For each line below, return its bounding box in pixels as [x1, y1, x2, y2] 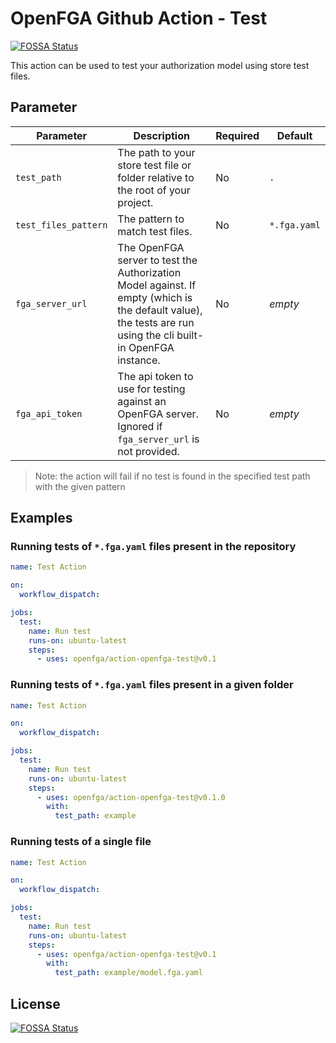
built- [176, 328, 205, 342]
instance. [117, 353, 161, 367]
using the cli [117, 328, 175, 342]
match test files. [117, 224, 193, 238]
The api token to [117, 369, 194, 383]
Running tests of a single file [10, 835, 152, 849]
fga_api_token [15, 408, 83, 419]
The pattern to [117, 212, 185, 226]
